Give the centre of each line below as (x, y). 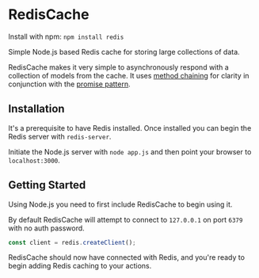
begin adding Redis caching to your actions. (80, 266)
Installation (36, 109)
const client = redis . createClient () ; (72, 242)
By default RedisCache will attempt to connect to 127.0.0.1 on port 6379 (126, 219)
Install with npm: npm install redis (66, 36)
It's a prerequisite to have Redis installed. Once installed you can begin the (130, 128)
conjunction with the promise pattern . (69, 84)
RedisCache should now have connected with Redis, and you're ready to (127, 257)
